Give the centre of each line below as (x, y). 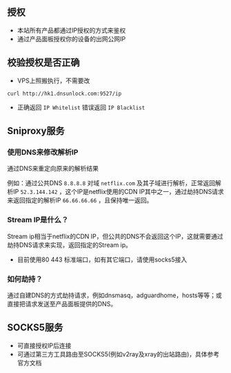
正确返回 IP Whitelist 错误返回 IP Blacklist (81, 107)
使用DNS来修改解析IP (43, 152)
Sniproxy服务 (36, 131)
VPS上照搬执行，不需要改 (53, 81)
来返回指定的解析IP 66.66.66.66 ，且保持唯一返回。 (80, 200)
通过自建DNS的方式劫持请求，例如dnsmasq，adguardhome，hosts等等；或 (114, 295)
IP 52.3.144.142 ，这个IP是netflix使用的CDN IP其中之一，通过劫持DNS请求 (118, 192)
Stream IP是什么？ (38, 220)
